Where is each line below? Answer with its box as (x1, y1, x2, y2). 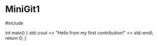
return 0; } (5, 35, 27, 41)
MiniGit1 (5, 3, 40, 15)
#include (5, 20, 24, 26)
